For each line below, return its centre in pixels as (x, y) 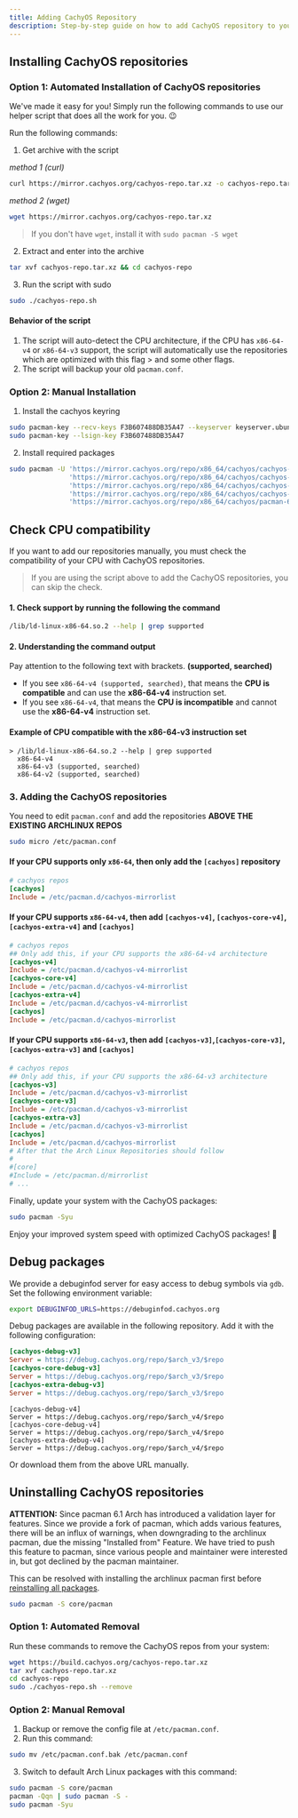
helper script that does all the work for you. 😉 (93, 116)
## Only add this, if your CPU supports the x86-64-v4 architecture (138, 953)
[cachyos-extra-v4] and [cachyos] (72, 927)
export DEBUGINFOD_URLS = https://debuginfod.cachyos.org (114, 1309)
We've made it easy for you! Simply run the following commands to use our (146, 107)
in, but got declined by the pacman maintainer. (94, 1561)
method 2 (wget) (40, 201)
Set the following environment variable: (81, 1293)
